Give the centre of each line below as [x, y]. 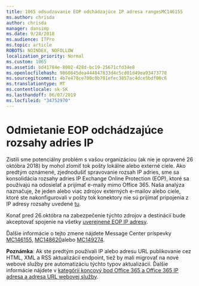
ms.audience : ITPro [30, 39]
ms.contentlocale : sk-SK [37, 90]
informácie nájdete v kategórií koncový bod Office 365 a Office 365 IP [92, 270]
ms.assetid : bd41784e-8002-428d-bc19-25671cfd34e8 [71, 67]
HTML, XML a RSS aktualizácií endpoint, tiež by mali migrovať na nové [93, 257]
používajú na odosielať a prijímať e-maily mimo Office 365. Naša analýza [96, 184]
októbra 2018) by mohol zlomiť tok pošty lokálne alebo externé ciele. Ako [96, 165]
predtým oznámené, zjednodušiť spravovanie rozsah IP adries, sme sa [93, 172]
